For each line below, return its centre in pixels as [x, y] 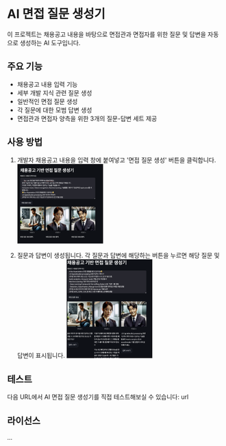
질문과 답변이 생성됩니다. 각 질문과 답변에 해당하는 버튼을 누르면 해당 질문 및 [118, 255]
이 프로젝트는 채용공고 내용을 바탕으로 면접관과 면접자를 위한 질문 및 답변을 [107, 34]
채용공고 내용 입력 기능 [47, 84]
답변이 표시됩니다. [41, 356]
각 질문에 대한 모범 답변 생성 [54, 109]
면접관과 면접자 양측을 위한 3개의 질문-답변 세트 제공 [87, 118]
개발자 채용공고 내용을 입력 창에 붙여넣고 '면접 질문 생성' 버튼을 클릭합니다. [116, 160]
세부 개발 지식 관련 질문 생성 [54, 92]
